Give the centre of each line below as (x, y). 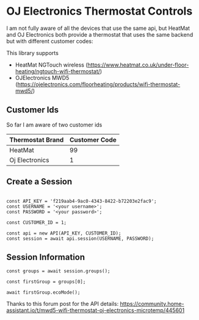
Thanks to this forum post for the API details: (63, 304)
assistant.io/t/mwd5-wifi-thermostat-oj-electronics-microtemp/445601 (96, 310)
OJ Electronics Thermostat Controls (99, 11)
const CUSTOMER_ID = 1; (37, 222)
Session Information (46, 257)
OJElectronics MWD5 (42, 78)
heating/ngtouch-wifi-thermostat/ (58, 71)
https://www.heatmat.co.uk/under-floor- (138, 65)
